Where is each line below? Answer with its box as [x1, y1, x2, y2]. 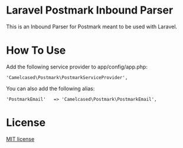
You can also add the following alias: [6, 85, 95, 92]
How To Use [6, 44, 66, 57]
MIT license [6, 135, 35, 142]
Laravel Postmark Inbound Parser [6, 4, 174, 17]
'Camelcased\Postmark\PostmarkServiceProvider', [6, 74, 128, 80]
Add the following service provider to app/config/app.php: [6, 63, 148, 70]
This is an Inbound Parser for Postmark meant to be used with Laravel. [6, 23, 178, 30]
